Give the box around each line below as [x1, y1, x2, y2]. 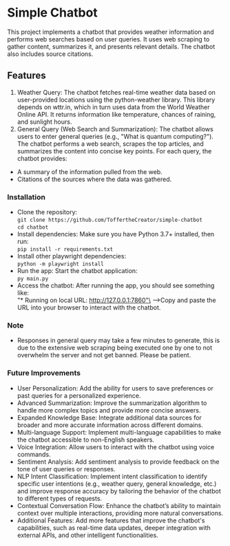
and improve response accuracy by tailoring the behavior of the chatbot [17, 487, 222, 495]
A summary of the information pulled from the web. [17, 167, 163, 176]
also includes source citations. [7, 50, 94, 58]
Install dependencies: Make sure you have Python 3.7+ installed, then [17, 230, 215, 238]
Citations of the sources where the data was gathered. [17, 175, 172, 183]
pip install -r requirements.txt [17, 246, 114, 253]
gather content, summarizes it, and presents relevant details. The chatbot [7, 42, 216, 50]
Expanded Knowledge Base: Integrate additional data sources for [17, 413, 202, 422]
